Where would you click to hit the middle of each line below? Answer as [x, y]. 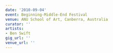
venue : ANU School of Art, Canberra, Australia [57, 19]
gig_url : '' [18, 38]
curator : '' [18, 24]
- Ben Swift [18, 33]
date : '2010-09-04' [26, 10]
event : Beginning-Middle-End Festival [46, 15]
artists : [15, 29]
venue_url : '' [20, 43]
